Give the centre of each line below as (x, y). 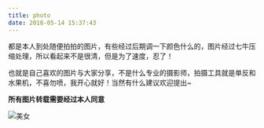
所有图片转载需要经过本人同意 (56, 99)
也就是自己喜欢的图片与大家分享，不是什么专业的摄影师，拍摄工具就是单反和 (132, 72)
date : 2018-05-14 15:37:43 (52, 23)
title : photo (29, 15)
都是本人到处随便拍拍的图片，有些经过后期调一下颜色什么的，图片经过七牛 (128, 46)
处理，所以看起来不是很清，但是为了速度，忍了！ (94, 56)
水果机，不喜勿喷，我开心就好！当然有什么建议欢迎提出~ (100, 82)
